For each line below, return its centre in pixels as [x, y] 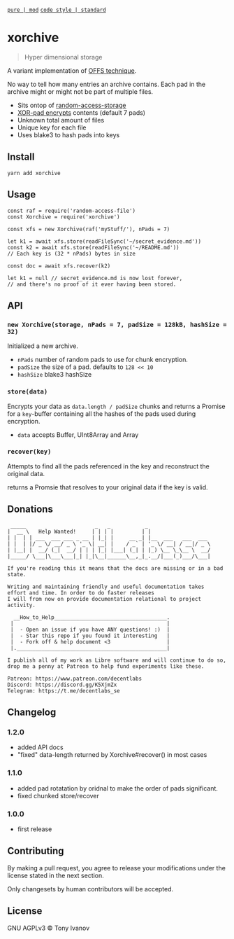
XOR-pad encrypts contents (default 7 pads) [81, 112]
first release [35, 829]
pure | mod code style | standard [57, 10]
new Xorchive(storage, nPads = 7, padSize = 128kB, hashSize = [117, 325]
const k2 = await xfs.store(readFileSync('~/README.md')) [93, 247]
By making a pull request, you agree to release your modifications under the [116, 868]
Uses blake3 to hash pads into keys [68, 134]
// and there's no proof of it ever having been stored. [92, 284]
